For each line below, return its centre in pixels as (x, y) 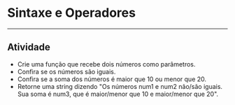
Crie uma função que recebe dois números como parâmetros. (106, 64)
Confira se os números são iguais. (66, 71)
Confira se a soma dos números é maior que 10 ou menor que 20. (112, 79)
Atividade (29, 47)
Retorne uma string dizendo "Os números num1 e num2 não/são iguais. (120, 86)
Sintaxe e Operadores (72, 13)
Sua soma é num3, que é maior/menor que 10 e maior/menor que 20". (118, 94)
